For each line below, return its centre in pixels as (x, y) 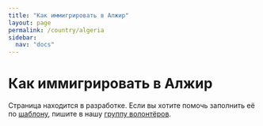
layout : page (30, 23)
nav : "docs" (35, 45)
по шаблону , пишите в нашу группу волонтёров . (90, 114)
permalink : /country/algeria (56, 30)
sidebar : (23, 37)
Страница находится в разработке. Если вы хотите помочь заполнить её (131, 106)
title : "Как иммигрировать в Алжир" (69, 15)
